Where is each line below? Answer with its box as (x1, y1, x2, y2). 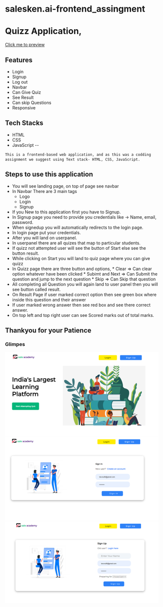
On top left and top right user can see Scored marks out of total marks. (12, 312, 154, 318)
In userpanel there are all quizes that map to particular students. (12, 240, 141, 246)
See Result (12, 94, 34, 100)
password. (12, 219, 34, 225)
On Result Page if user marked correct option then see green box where (12, 292, 157, 297)
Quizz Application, (5, 26, 82, 37)
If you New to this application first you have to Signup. (12, 209, 121, 215)
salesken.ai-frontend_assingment (5, 3, 145, 15)
